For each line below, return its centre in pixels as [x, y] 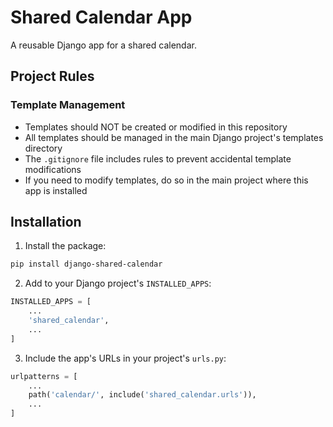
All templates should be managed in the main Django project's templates [174, 137]
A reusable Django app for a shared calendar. [103, 45]
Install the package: [65, 246]
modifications [53, 169]
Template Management [68, 105]
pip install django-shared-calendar [86, 264]
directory [43, 148]
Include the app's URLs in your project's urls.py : [125, 358]
